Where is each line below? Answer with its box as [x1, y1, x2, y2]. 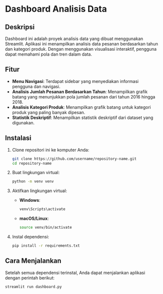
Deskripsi [5, 23, 35, 31]
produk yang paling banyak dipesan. [12, 109, 86, 115]
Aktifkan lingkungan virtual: [12, 188, 67, 194]
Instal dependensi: [12, 234, 50, 239]
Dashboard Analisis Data [5, 3, 107, 15]
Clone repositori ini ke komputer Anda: [12, 147, 90, 153]
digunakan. [12, 119, 35, 125]
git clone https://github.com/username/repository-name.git [12, 156, 137, 161]
